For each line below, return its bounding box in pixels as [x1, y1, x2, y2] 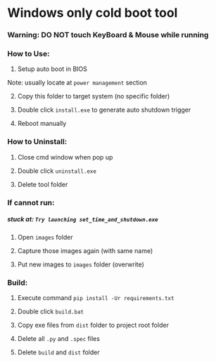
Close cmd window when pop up [17, 153, 113, 161]
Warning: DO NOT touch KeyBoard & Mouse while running [7, 30, 209, 40]
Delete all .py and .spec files [17, 334, 101, 342]
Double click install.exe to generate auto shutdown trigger [17, 105, 191, 114]
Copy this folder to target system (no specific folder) [17, 92, 170, 101]
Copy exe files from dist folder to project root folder [17, 321, 169, 329]
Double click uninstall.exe [17, 167, 97, 175]
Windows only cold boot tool [7, 5, 178, 21]
